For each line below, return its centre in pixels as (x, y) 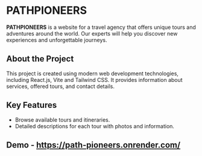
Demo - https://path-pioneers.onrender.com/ (93, 145)
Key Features (32, 105)
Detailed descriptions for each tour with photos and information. (95, 126)
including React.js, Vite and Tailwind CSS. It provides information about (94, 80)
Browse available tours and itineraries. (62, 120)
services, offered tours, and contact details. (61, 86)
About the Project (40, 59)
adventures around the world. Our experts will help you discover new (92, 33)
